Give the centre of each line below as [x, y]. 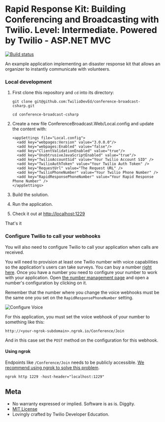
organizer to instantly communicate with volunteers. [58, 69]
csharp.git [23, 106]
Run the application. [33, 204]
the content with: [29, 129]
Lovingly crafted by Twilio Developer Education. [61, 414]
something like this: [25, 322]
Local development [29, 81]
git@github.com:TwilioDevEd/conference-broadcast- [87, 102]
